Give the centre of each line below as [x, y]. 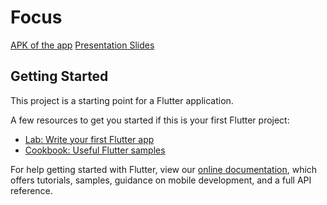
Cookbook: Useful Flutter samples [95, 150]
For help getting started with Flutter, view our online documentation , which [164, 169]
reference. [31, 190]
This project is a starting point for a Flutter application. [122, 100]
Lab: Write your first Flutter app [89, 139]
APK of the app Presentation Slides [82, 45]
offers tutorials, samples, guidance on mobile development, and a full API [161, 180]
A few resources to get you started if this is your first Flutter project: [150, 120]
